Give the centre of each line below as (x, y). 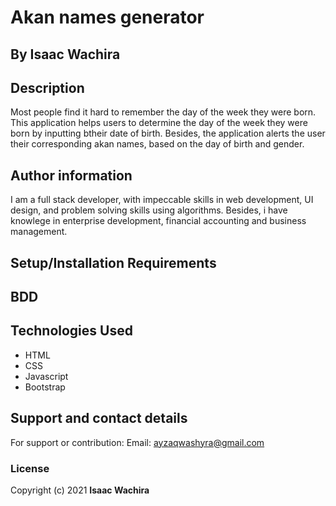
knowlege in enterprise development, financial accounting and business (158, 221)
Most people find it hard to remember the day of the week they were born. (163, 112)
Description (47, 87)
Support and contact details (99, 418)
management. (39, 232)
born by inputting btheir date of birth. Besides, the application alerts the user (168, 133)
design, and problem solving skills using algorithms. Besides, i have (149, 210)
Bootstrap (45, 387)
